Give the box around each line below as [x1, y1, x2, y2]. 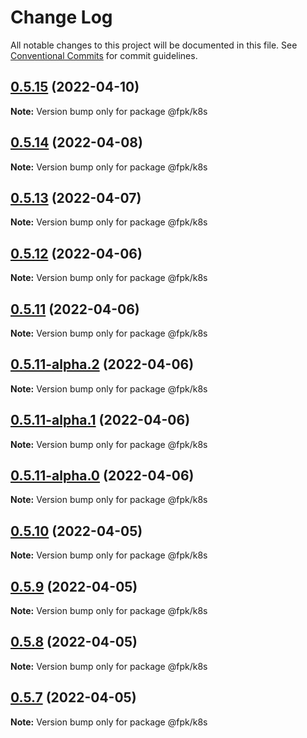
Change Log [10, 6, 113, 29]
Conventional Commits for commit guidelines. [10, 49, 198, 61]
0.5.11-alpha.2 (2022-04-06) [10, 356, 195, 373]
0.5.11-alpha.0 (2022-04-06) [10, 467, 195, 485]
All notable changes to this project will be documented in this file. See [10, 39, 298, 51]
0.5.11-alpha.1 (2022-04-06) [10, 412, 191, 429]
